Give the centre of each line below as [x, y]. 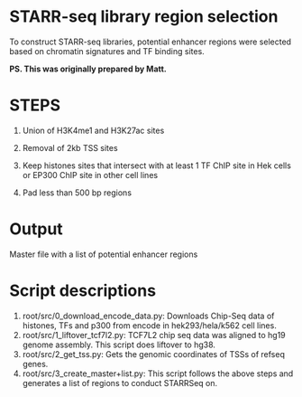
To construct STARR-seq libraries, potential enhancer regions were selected [150, 42]
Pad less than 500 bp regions [77, 193]
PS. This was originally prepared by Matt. [88, 69]
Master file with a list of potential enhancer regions [104, 254]
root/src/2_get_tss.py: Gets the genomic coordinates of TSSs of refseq [154, 354]
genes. [35, 364]
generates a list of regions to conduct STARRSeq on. [120, 383]
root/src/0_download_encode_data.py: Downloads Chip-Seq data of [148, 316]
